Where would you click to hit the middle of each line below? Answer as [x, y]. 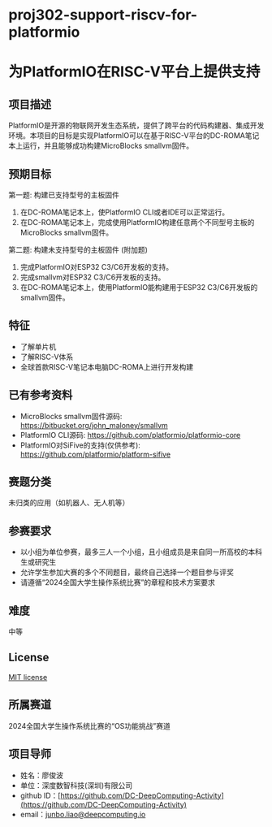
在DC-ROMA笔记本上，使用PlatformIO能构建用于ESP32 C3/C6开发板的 [139, 287]
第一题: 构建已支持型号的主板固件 [64, 195]
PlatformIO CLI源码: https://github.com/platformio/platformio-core [130, 435]
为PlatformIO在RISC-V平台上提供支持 [134, 72]
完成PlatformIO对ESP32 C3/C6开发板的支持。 [96, 267]
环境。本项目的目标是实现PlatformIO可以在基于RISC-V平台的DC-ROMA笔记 [134, 136]
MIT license [28, 677]
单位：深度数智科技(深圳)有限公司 [76, 785]
